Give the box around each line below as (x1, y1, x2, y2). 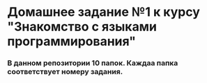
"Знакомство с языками (7, 19, 157, 35)
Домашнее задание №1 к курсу (7, 4, 200, 20)
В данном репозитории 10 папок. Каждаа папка (7, 58, 178, 68)
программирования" (7, 34, 137, 49)
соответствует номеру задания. (7, 67, 123, 77)
